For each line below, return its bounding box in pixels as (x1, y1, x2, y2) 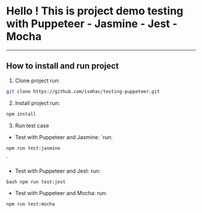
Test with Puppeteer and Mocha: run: (14, 190, 107, 197)
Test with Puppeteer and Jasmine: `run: (14, 133, 113, 140)
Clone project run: (14, 77, 60, 84)
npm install (6, 111, 36, 117)
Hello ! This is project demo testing (6, 4, 183, 18)
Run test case (14, 122, 49, 129)
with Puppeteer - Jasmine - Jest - (6, 17, 178, 31)
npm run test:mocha (6, 201, 55, 208)
